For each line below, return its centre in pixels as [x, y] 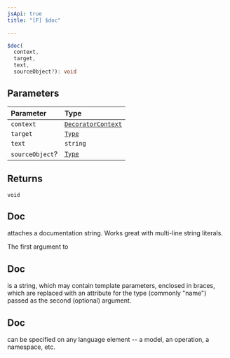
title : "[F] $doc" [34, 20]
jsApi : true [25, 14]
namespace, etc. [32, 347]
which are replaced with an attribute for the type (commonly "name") [107, 293]
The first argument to [38, 247]
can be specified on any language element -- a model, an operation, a [108, 339]
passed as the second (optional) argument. [69, 301]
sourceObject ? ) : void [45, 71]
